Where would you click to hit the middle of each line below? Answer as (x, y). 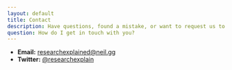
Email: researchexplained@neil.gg (66, 52)
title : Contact (29, 20)
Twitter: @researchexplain (56, 60)
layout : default (31, 13)
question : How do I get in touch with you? (71, 33)
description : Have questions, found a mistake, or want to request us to (116, 26)
